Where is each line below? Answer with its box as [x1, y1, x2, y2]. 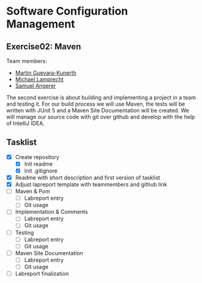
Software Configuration [6, 4, 128, 18]
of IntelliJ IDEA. [6, 120, 45, 127]
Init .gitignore [24, 167, 58, 174]
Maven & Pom [15, 188, 50, 195]
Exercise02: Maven [6, 41, 81, 52]
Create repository [15, 153, 60, 160]
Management [6, 17, 75, 31]
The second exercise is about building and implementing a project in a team [6, 94, 197, 101]
